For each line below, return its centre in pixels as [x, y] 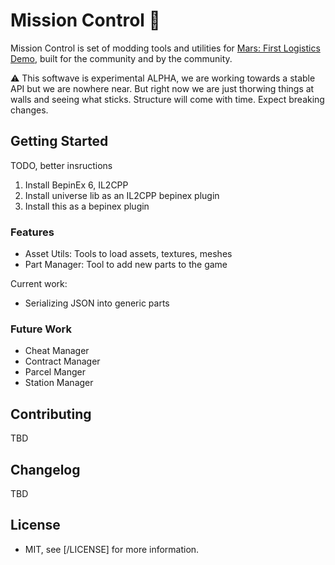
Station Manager [59, 383]
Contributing [51, 414]
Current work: [39, 284]
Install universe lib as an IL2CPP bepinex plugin [122, 195]
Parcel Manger [55, 372]
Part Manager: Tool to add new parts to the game [126, 265]
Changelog [45, 469]
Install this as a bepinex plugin [87, 206]
